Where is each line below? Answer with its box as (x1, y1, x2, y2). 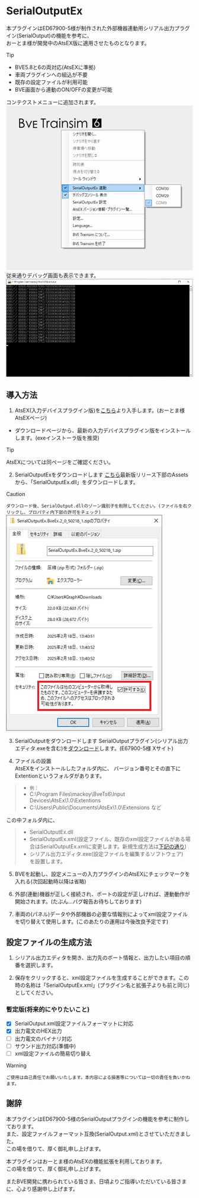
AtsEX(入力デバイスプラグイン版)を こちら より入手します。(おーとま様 (14, 407, 185, 414)
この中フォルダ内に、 (6, 817, 58, 824)
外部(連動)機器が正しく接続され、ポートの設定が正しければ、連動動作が (14, 890, 191, 898)
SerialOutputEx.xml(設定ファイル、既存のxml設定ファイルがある (29, 836, 185, 843)
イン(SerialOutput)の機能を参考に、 (6, 32, 92, 39)
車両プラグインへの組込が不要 (14, 71, 88, 78)
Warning (6, 1062, 27, 1069)
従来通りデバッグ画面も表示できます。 (6, 272, 99, 279)
